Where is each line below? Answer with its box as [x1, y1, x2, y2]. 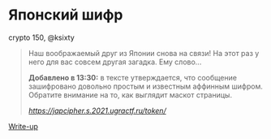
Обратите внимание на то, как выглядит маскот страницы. [28, 89, 233, 99]
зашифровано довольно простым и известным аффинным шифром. [28, 81, 264, 91]
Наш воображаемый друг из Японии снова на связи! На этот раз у [28, 48, 260, 58]
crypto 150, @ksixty [8, 33, 75, 42]
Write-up [8, 121, 39, 131]
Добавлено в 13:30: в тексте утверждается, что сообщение [28, 72, 238, 82]
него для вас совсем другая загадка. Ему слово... [28, 57, 202, 67]
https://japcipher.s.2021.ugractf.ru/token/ [28, 106, 166, 115]
